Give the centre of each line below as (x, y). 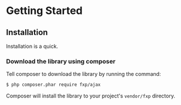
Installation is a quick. (32, 46)
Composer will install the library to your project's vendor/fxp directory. (91, 96)
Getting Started (45, 11)
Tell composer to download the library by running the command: (83, 74)
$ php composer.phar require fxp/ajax (53, 85)
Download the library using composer (61, 61)
